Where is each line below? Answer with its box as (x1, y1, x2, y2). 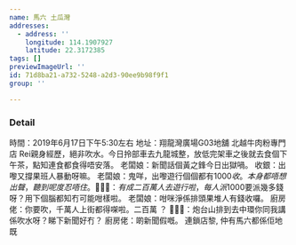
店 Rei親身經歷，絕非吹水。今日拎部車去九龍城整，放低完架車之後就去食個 (9, 148, 280, 159)
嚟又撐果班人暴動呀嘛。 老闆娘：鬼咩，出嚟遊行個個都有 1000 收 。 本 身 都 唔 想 (9, 170, 287, 181)
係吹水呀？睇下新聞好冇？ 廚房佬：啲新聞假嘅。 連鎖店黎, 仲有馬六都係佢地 (9, 215, 283, 225)
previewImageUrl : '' (9, 63, 86, 72)
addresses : (9, 21, 50, 30)
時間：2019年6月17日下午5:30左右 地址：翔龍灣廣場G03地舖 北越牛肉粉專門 (9, 137, 286, 147)
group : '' (9, 79, 46, 88)
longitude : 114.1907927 (25, 37, 114, 47)
